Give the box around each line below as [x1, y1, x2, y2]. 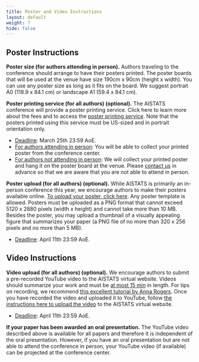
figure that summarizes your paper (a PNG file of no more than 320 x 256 [6, 218, 186, 225]
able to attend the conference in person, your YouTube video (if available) [6, 342, 187, 349]
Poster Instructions [6, 47, 79, 57]
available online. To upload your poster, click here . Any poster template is [6, 193, 185, 200]
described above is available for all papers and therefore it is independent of [6, 330, 193, 337]
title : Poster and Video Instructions [6, 8, 102, 15]
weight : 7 [6, 20, 31, 26]
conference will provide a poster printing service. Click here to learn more [6, 107, 187, 114]
